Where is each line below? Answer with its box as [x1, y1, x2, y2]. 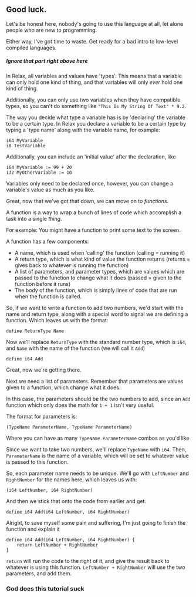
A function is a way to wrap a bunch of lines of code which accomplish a [6, 208, 182, 216]
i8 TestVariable [6, 143, 46, 149]
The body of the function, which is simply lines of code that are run [14, 286, 177, 294]
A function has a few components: [6, 238, 89, 245]
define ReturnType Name [6, 328, 65, 334]
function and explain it [6, 525, 60, 532]
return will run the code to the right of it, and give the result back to [6, 557, 170, 564]
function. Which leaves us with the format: [6, 316, 109, 323]
